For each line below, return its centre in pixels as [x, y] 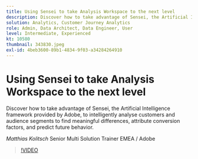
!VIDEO [29, 150]
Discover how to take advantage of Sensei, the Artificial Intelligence [88, 108]
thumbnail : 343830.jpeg [35, 45]
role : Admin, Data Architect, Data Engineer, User [70, 28]
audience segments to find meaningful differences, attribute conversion [93, 121]
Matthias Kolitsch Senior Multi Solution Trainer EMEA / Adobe [81, 138]
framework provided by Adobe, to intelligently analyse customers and [90, 114]
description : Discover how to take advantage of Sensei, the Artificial [97, 17]
